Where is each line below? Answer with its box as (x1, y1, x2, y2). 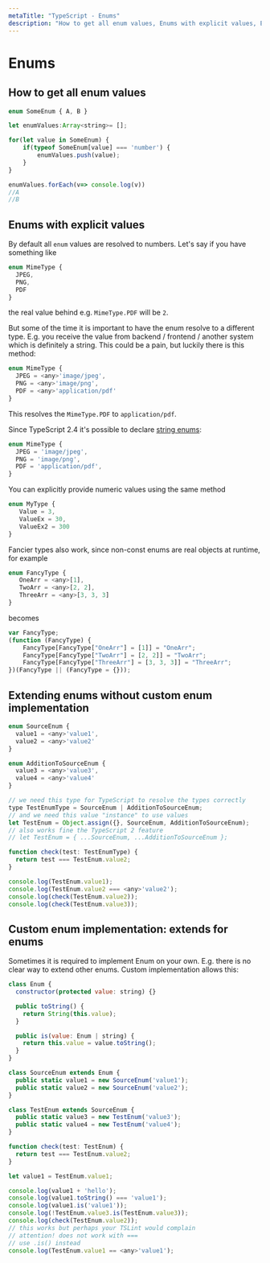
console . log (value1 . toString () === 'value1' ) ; (8, 1194, 167, 1203)
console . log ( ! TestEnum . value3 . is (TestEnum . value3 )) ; (8, 1209, 189, 1217)
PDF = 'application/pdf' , (15, 463, 103, 471)
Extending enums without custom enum (8, 689, 213, 702)
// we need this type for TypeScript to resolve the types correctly (8, 796, 247, 804)
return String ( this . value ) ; (22, 1010, 117, 1018)
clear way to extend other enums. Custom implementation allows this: (8, 965, 239, 974)
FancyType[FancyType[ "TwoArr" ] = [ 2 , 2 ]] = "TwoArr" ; (22, 651, 207, 660)
